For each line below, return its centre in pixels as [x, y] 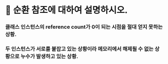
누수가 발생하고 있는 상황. [50, 57]
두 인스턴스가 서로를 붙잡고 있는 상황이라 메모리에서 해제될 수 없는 [79, 49]
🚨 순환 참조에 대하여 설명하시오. [67, 10]
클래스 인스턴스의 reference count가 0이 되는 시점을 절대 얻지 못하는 [84, 27]
